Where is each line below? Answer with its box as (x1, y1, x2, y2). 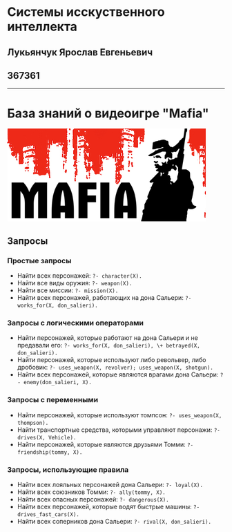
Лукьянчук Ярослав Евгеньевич (7, 46, 153, 58)
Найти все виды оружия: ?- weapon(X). (17, 279, 133, 287)
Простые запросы (7, 256, 72, 265)
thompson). (17, 419, 49, 426)
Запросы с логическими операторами (7, 318, 144, 327)
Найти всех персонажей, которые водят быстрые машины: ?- (17, 502, 200, 511)
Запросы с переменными (7, 395, 99, 405)
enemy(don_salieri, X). (23, 379, 92, 386)
